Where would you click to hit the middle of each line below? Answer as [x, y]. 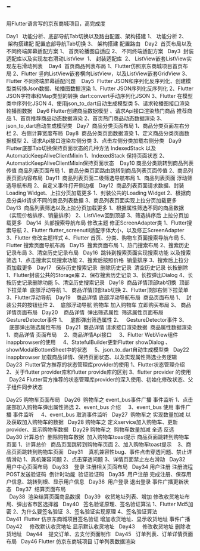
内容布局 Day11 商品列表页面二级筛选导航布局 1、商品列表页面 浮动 [104, 178]
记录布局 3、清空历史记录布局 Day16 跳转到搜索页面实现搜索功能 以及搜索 [99, 253]
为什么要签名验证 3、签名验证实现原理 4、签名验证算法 [89, 511]
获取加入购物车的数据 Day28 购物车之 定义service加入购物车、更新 [94, 422]
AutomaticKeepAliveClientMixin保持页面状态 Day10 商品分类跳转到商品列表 [100, 163]
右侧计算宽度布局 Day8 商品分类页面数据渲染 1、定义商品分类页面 [103, 133]
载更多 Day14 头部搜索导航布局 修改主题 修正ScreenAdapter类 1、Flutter [97, 223]
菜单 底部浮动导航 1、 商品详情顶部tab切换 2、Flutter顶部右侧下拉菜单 [102, 290]
